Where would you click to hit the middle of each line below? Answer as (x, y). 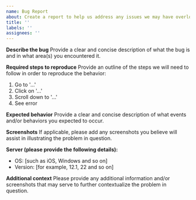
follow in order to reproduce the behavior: (56, 73)
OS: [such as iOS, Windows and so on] (61, 161)
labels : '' (19, 28)
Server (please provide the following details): (62, 150)
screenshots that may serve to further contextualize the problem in (86, 185)
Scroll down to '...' (36, 97)
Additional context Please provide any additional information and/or (88, 178)
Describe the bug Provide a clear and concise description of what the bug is (98, 50)
